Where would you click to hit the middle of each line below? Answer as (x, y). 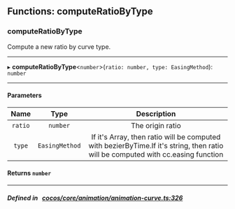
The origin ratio (156, 125)
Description (156, 113)
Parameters (24, 95)
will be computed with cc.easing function (156, 154)
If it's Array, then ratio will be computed (156, 137)
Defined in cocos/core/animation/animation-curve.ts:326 (95, 198)
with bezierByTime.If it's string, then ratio (156, 145)
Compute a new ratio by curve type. (59, 46)
